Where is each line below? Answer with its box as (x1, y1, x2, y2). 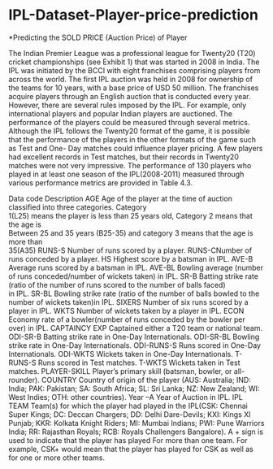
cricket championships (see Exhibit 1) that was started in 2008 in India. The (8, 57, 260, 67)
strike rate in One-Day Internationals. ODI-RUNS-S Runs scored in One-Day (8, 340, 262, 350)
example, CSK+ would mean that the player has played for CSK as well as (8, 444, 254, 454)
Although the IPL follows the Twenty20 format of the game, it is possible (8, 126, 250, 136)
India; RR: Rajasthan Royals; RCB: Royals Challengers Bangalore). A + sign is (8, 427, 264, 436)
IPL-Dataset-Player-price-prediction (8, 6, 258, 24)
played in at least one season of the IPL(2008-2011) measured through (8, 169, 245, 179)
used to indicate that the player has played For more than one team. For (8, 435, 248, 445)
